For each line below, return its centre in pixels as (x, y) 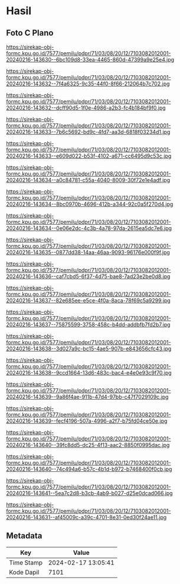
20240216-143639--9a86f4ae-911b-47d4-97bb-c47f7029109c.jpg (87, 397)
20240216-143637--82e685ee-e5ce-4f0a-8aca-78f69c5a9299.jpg (89, 300)
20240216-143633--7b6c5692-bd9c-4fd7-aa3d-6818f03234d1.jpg (88, 132)
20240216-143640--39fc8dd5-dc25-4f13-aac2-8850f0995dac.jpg (88, 445)
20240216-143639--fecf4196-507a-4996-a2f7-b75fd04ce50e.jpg (87, 421)
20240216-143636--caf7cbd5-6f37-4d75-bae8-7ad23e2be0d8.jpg (88, 276)
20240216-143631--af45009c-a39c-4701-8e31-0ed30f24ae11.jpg (86, 517)
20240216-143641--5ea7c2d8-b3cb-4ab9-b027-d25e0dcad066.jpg (89, 493)
